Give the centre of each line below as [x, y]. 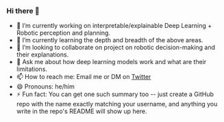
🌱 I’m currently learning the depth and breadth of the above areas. [110, 40]
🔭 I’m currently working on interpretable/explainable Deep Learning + [114, 26]
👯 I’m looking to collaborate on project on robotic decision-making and [116, 48]
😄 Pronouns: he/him [45, 87]
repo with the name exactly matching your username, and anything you [117, 104]
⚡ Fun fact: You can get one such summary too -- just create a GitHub [115, 94]
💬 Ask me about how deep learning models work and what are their [111, 62]
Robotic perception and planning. [63, 33]
